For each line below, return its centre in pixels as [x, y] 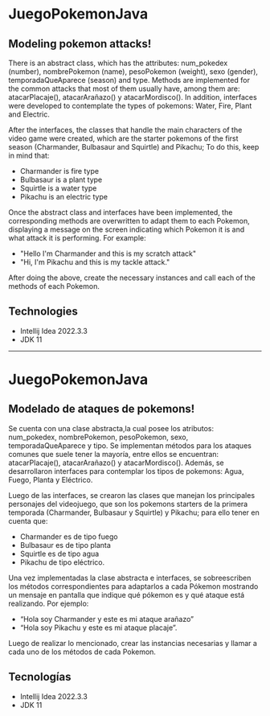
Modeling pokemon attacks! [80, 44]
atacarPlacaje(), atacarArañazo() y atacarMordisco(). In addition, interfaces [133, 97]
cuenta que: [28, 521]
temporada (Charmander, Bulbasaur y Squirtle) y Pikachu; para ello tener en [134, 512]
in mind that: [29, 155]
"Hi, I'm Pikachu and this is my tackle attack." [95, 262]
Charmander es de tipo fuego [69, 537]
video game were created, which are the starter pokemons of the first [123, 138]
